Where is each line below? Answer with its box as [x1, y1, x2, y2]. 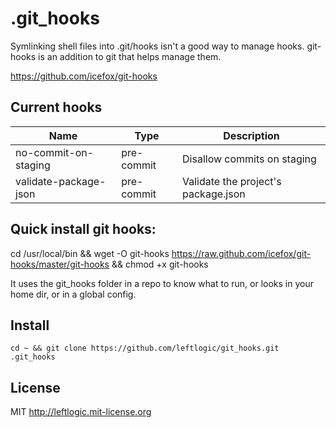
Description [223, 128, 280, 142]
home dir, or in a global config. [10, 288, 137, 300]
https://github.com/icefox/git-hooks [10, 70, 158, 82]
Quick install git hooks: [10, 221, 157, 238]
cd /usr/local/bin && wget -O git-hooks [10, 247, 170, 259]
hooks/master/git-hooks [10, 258, 110, 270]
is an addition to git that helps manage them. [38, 50, 222, 62]
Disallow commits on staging [182, 152, 317, 166]
